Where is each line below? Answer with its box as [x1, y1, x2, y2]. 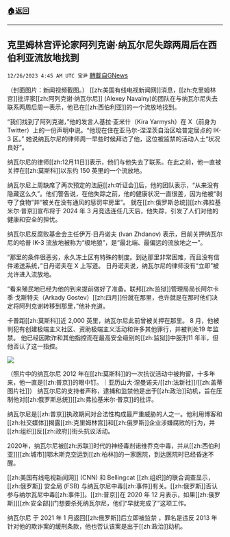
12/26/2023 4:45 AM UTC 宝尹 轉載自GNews [7, 71, 129, 80]
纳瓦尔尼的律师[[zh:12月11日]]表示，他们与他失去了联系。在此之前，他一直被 [7, 158, 222, 166]
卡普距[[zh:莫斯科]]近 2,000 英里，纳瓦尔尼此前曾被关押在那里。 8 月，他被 [7, 317, 220, 325]
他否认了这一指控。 [7, 342, 62, 350]
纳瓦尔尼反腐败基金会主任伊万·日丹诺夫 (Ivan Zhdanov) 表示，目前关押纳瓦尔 [7, 230, 223, 238]
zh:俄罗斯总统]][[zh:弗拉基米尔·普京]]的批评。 [29, 396, 157, 404]
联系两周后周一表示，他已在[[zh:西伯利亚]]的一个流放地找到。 [7, 103, 181, 111]
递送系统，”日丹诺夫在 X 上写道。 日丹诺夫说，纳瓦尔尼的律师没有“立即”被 [12, 262, 219, 270]
